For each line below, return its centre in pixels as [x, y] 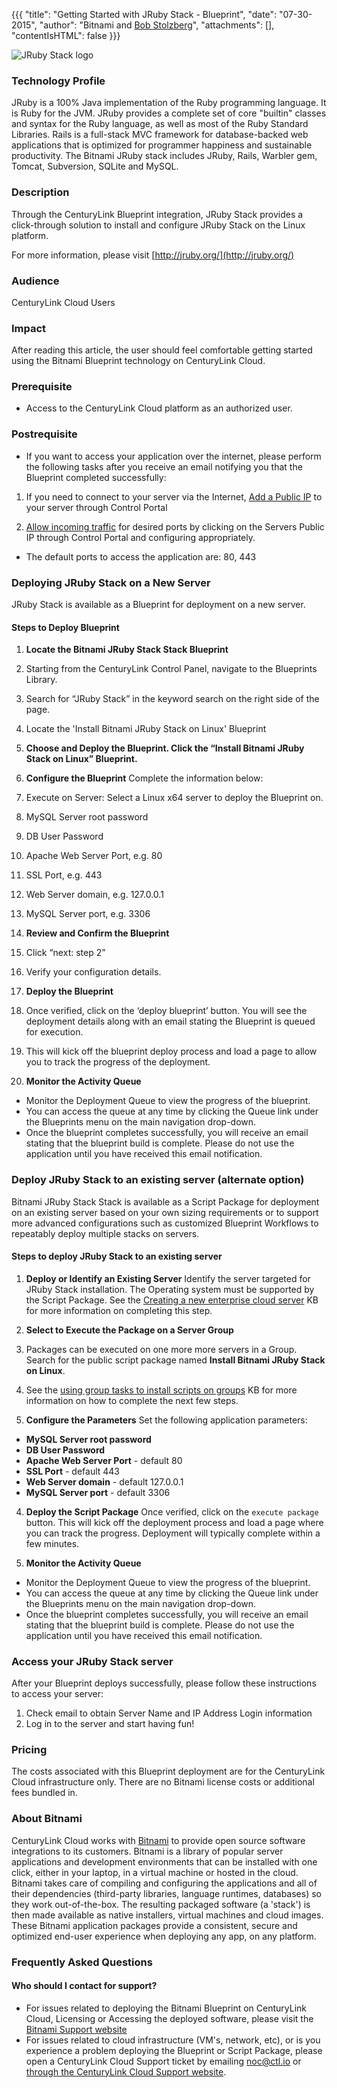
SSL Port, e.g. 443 [64, 875]
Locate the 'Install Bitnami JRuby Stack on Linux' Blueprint [146, 729]
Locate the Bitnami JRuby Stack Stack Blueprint [127, 650]
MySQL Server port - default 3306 [98, 1492]
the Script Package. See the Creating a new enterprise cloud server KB [172, 1300]
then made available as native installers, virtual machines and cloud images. [167, 1915]
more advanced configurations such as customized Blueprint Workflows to [165, 1223]
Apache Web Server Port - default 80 [104, 1460]
